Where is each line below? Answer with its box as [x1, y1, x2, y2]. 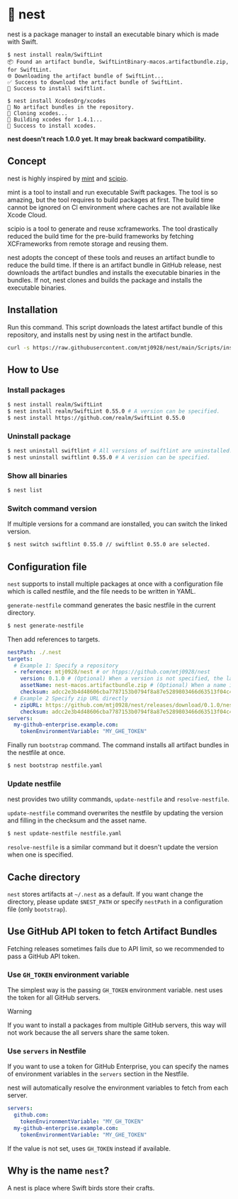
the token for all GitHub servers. [7, 994, 101, 1002]
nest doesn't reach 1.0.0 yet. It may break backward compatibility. [7, 134, 207, 143]
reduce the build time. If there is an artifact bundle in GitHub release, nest [7, 261, 222, 269]
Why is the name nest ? [7, 1165, 110, 1177]
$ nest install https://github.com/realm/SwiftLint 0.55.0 [7, 414, 186, 421]
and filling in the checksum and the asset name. [7, 816, 147, 825]
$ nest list [7, 487, 42, 494]
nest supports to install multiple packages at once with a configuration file [7, 579, 223, 588]
